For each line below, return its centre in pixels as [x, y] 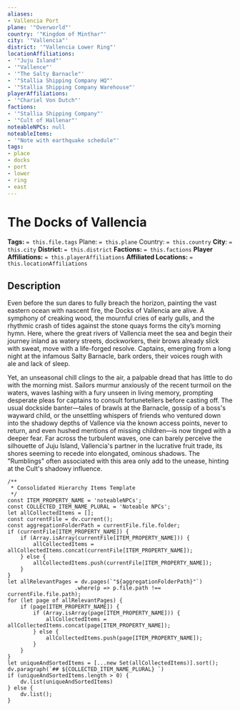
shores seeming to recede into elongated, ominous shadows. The [104, 454]
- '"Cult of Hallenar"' [43, 120]
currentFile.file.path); [44, 595]
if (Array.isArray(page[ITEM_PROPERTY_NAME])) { [107, 613]
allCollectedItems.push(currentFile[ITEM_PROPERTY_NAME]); [123, 563]
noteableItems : [30, 134]
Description [34, 285]
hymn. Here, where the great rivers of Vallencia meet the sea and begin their [120, 334]
